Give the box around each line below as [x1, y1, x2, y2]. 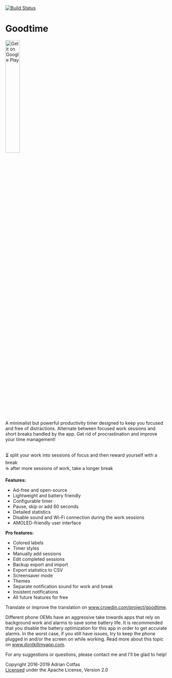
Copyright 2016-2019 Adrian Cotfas [5, 661, 81, 667]
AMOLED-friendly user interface [12, 519, 81, 526]
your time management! [5, 436, 56, 442]
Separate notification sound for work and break [12, 583, 113, 589]
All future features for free [12, 594, 68, 600]
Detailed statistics [12, 509, 51, 515]
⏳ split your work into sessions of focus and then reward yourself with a [5, 452, 158, 458]
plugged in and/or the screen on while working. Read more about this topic [5, 636, 164, 642]
